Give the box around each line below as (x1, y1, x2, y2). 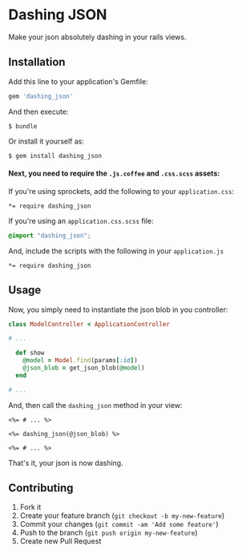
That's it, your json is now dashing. (8, 458, 123, 467)
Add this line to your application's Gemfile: (8, 76, 148, 86)
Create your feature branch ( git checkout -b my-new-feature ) (19, 511, 225, 520)
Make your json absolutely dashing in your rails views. (8, 32, 187, 42)
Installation (8, 55, 66, 69)
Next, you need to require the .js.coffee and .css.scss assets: (8, 168, 220, 178)
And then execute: (8, 107, 69, 116)
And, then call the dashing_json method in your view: (8, 400, 183, 410)
